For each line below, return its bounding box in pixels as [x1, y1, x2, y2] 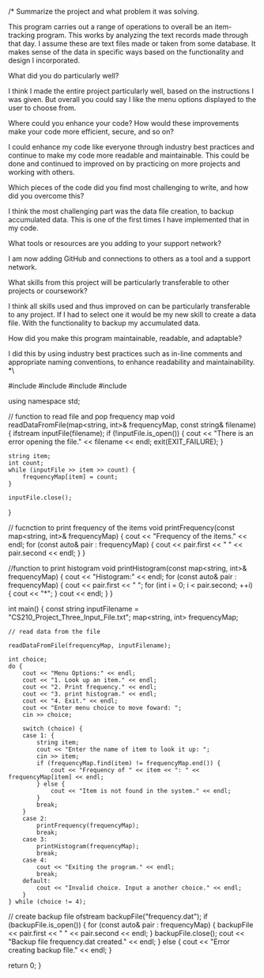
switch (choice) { [22, 725, 83, 733]
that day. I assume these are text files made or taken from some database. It [8, 39, 256, 48]
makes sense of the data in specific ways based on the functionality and [8, 47, 244, 56]
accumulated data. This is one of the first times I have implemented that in [8, 215, 250, 224]
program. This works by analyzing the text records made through [36, 31, 249, 40]
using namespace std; [8, 396, 81, 406]
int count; [8, 459, 44, 467]
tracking [8, 31, 36, 40]
